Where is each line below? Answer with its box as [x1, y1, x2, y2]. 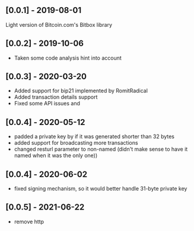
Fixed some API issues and [14, 100, 81, 107]
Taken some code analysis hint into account [14, 54, 122, 61]
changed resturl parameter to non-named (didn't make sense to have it [14, 146, 188, 153]
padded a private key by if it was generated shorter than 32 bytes [14, 133, 175, 140]
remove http [14, 218, 44, 225]
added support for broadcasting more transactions [14, 139, 138, 146]
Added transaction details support [14, 93, 98, 101]
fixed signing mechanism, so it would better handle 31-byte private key [14, 185, 187, 192]
